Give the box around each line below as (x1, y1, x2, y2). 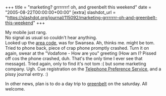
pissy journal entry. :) (5, 71, 49, 77)
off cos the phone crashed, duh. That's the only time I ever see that (5, 56, 143, 61)
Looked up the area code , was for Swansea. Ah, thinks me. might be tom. (5, 40, 155, 46)
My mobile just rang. (5, 30, 47, 35)
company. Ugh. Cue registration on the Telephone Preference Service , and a (5, 66, 162, 72)
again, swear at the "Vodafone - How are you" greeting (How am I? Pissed (5, 50, 157, 56)
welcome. (5, 86, 25, 92)
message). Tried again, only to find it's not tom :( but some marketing (5, 61, 146, 66)
